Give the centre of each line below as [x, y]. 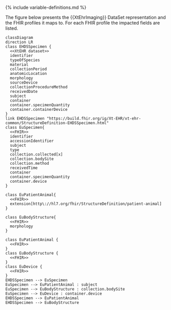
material [19, 65]
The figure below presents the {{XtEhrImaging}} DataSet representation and [85, 17]
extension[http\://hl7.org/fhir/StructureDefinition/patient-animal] [86, 204]
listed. [12, 28]
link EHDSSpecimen [25, 119]
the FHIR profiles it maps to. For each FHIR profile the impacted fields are [83, 23]
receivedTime [24, 168]
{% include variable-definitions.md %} [46, 7]
